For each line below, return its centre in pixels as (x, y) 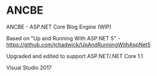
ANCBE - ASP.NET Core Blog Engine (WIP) (59, 27)
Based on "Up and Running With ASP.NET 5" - (64, 38)
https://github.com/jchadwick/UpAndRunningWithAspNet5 (78, 45)
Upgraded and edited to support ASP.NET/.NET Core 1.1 (75, 56)
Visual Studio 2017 (29, 67)
